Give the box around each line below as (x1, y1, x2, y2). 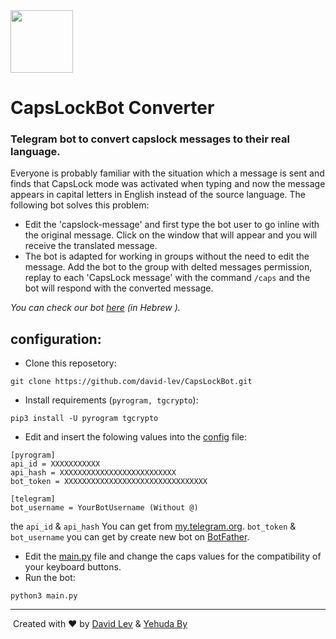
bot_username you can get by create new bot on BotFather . (10, 531, 250, 543)
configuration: (10, 330, 102, 348)
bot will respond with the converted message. (24, 282, 214, 294)
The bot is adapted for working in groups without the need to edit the (24, 250, 310, 263)
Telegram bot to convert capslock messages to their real (10, 132, 290, 146)
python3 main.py (10, 591, 78, 601)
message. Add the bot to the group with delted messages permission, (24, 261, 313, 273)
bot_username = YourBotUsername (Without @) (10, 503, 199, 513)
